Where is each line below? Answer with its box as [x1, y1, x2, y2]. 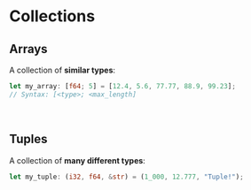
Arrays [9, 42, 48, 57]
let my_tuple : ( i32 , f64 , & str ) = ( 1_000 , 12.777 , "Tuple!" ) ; [9, 172, 244, 181]
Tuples [9, 132, 48, 147]
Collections [9, 6, 96, 27]
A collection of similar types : [9, 65, 116, 75]
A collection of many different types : [9, 155, 146, 165]
